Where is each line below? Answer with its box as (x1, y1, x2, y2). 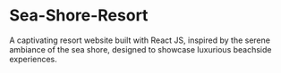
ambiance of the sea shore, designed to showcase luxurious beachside (9, 44, 272, 54)
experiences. (9, 53, 58, 64)
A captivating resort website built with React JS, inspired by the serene (9, 35, 271, 45)
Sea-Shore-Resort (9, 5, 149, 26)
